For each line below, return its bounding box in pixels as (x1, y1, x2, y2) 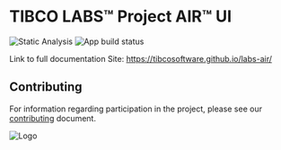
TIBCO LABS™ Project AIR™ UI (9, 6, 232, 27)
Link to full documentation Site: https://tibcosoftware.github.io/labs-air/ (9, 53, 272, 64)
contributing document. (9, 112, 97, 123)
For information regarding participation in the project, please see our (9, 103, 263, 114)
